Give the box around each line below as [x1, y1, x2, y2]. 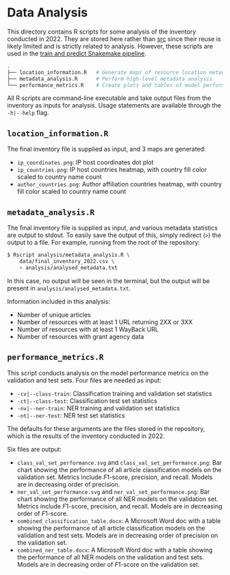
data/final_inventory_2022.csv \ [19, 258, 115, 265]
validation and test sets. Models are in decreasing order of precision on [16, 531, 218, 539]
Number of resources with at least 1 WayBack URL [16, 325, 159, 333]
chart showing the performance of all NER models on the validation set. [16, 495, 219, 503]
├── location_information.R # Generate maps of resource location [7, 69, 207, 76]
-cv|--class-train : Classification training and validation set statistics [16, 389, 212, 397]
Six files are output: [7, 445, 62, 453]
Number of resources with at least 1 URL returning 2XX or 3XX [16, 317, 193, 326]
